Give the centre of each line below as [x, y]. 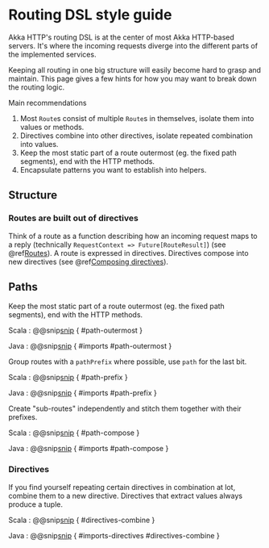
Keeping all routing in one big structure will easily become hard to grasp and [135, 69]
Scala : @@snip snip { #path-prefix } [68, 378]
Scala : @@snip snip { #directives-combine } [82, 520]
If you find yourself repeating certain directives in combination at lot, [122, 487]
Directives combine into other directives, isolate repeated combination [137, 136]
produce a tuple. [35, 504]
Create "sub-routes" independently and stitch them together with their [125, 408]
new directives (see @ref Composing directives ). [89, 261]
